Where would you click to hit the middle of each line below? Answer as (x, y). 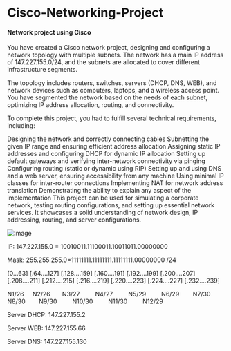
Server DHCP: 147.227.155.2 (46, 315)
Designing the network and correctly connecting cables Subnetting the (108, 139)
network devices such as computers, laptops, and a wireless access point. (113, 91)
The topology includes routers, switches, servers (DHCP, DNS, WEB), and (112, 83)
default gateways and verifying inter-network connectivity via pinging (106, 161)
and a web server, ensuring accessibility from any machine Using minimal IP (115, 176)
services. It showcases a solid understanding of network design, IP (103, 213)
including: (21, 126)
